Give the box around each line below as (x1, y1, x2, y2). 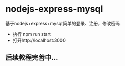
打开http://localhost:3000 (12, 37, 66, 43)
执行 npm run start (12, 31, 51, 37)
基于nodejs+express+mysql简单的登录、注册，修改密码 (5, 20, 120, 26)
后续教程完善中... (5, 53, 59, 62)
